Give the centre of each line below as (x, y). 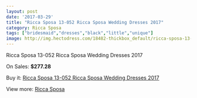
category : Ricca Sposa (34, 28)
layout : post (22, 11)
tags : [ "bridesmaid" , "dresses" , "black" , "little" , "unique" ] (80, 33)
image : (14, 38)
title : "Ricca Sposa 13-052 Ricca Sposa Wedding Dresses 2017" (85, 22)
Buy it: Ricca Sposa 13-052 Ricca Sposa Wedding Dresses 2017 (83, 78)
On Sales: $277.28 (29, 66)
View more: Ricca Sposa (35, 89)
